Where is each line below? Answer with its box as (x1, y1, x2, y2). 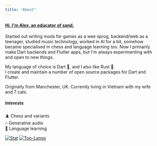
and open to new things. (5, 54, 54, 60)
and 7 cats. (5, 89, 28, 95)
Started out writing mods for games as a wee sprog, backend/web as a (5, 33, 148, 39)
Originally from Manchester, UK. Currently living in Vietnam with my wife (5, 84, 151, 89)
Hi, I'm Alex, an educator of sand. (5, 23, 74, 29)
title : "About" (5, 7, 36, 12)
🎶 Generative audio (5, 120, 44, 126)
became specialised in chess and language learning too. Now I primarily (5, 44, 150, 50)
